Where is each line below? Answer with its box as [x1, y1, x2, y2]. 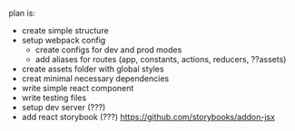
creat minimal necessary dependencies [21, 73, 170, 84]
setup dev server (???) [21, 102, 106, 112]
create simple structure [21, 25, 110, 35]
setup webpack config [21, 35, 106, 45]
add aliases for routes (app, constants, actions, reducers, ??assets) [34, 54, 287, 64]
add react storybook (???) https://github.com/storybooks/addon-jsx [21, 112, 276, 122]
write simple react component [21, 83, 134, 93]
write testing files [21, 92, 87, 103]
